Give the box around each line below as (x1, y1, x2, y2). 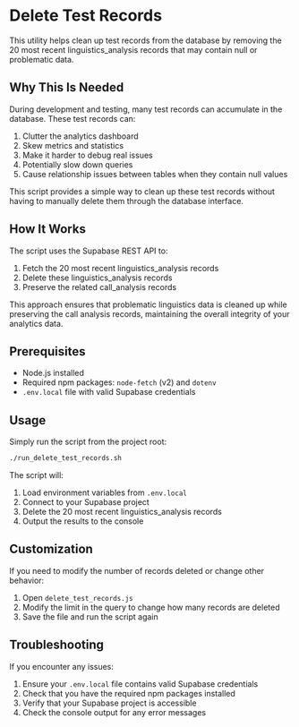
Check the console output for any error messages (21, 706, 207, 717)
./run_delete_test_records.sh (9, 454, 123, 463)
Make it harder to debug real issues (21, 150, 154, 160)
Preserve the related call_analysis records (21, 281, 177, 292)
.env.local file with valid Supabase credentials (21, 387, 196, 398)
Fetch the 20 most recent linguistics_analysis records (21, 262, 219, 273)
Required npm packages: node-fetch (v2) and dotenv (21, 377, 217, 388)
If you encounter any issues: (9, 661, 115, 671)
